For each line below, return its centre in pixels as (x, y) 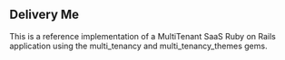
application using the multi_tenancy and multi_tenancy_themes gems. (138, 46)
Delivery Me (44, 15)
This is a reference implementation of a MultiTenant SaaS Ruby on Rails (143, 36)
